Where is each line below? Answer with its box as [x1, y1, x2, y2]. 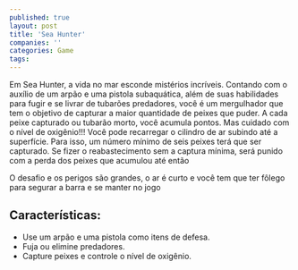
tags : [9, 55, 30, 63]
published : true [9, 13, 70, 22]
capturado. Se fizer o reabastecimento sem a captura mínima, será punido [9, 146, 284, 156]
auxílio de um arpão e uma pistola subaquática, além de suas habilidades [9, 89, 279, 99]
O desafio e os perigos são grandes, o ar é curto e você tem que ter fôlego [9, 173, 285, 183]
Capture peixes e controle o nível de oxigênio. [21, 250, 192, 261]
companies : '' [9, 38, 63, 47]
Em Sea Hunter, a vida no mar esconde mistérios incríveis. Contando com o [9, 80, 288, 89]
